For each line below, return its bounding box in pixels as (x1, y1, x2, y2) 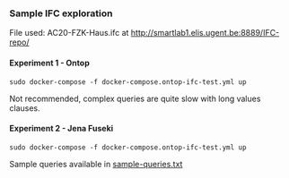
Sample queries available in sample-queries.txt (9, 158, 183, 169)
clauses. (9, 102, 40, 114)
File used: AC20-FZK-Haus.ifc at (9, 28, 129, 38)
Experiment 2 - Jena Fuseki (9, 123, 114, 134)
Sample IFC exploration (9, 7, 113, 20)
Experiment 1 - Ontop (9, 57, 90, 68)
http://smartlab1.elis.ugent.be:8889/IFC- (130, 28, 280, 38)
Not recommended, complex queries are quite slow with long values (9, 93, 261, 104)
